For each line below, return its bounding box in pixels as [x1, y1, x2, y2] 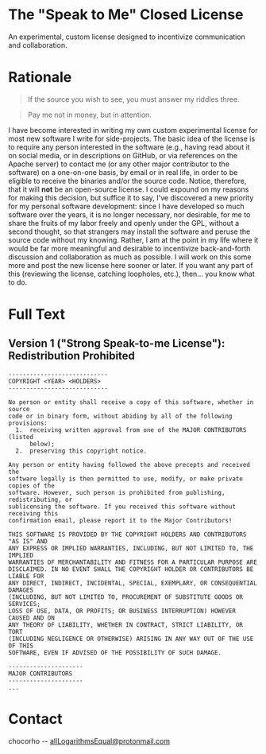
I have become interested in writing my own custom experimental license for [8, 125, 258, 134]
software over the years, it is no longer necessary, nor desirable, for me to [8, 209, 251, 220]
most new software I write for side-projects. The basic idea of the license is [8, 134, 256, 143]
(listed [8, 433, 34, 441]
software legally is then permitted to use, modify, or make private [8, 475, 244, 483]
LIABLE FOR [8, 572, 44, 580]
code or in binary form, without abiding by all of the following [8, 412, 233, 420]
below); [29, 440, 56, 448]
